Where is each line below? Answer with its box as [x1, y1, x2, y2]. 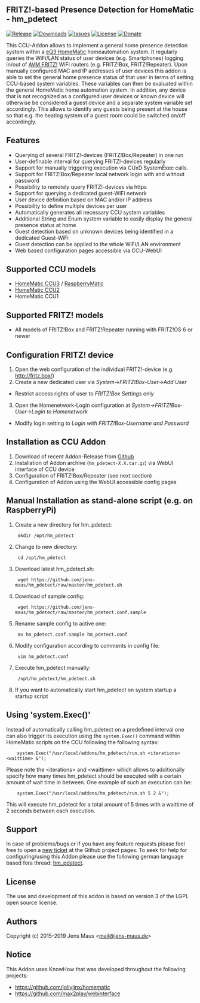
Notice [6, 950, 32, 960]
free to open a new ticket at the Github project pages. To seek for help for [6, 847, 187, 854]
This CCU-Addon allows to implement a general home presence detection [6, 41, 188, 49]
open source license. [6, 899, 58, 907]
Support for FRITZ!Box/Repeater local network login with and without [14, 170, 185, 177]
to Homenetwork [47, 408, 88, 415]
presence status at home [14, 221, 76, 228]
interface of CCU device [14, 466, 75, 473]
